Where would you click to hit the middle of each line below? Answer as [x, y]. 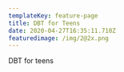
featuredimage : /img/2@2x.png [59, 38]
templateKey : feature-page [53, 16]
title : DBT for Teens [44, 23]
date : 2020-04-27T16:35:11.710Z [62, 30]
